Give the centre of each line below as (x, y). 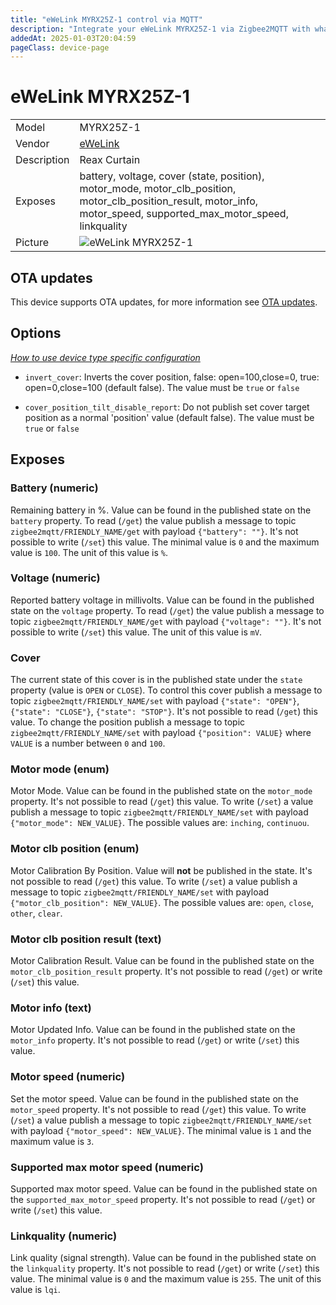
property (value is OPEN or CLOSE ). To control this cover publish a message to (166, 690)
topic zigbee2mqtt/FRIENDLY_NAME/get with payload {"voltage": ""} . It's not (166, 621)
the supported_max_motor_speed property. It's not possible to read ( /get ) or (163, 1199)
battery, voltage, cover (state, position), (172, 176)
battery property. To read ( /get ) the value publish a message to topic (153, 520)
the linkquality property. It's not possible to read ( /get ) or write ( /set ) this (165, 1268)
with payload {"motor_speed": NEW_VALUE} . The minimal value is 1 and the (161, 1130)
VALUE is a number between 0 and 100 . (88, 743)
